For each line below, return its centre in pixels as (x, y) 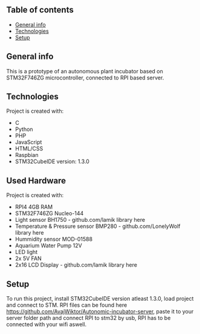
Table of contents (40, 10)
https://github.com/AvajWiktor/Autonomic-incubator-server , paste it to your (100, 312)
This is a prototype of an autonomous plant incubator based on (85, 71)
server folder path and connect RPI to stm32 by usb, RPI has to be (89, 318)
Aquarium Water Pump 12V (49, 245)
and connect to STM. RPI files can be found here (67, 305)
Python (24, 129)
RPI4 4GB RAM (34, 207)
